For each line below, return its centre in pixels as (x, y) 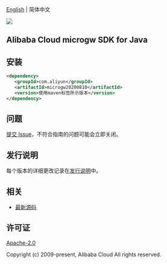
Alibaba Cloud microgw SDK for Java (77, 40)
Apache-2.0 (21, 242)
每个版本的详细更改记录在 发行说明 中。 (54, 171)
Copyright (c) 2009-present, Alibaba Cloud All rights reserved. (84, 254)
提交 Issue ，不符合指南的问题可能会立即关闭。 (64, 134)
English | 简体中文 (28, 9)
